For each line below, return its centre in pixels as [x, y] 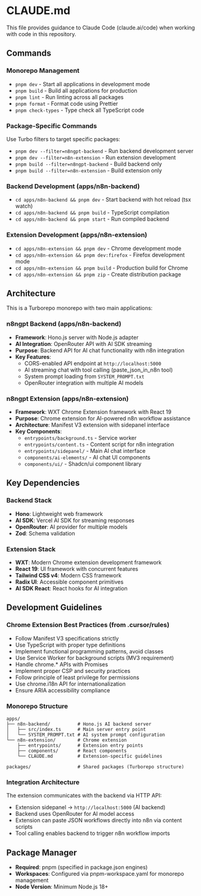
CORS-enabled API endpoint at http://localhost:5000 [93, 363]
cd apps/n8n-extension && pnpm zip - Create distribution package [98, 274]
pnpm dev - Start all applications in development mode [83, 84]
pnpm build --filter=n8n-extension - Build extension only [89, 170]
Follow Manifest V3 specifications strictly [67, 638]
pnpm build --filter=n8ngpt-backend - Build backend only [89, 164]
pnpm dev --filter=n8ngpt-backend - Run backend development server [104, 151]
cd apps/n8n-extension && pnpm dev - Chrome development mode [98, 248]
